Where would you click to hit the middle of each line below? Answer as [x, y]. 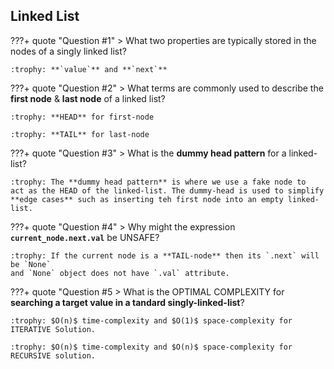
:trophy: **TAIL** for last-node [80, 134]
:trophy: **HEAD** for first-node [82, 117]
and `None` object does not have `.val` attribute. [120, 273]
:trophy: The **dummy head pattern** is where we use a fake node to [158, 182]
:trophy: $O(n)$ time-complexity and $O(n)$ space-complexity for [151, 347]
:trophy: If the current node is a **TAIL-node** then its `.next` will [165, 255]
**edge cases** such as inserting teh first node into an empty [147, 199]
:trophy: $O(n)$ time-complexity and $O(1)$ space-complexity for [151, 320]
